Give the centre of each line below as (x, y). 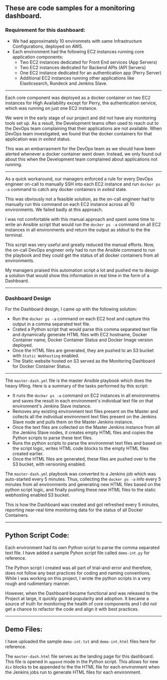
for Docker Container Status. (42, 366)
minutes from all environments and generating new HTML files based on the (83, 484)
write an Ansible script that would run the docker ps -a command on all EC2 (83, 224)
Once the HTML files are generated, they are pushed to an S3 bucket (83, 350)
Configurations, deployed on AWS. (48, 46)
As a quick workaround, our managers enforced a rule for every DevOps (79, 179)
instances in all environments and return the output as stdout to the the (78, 230)
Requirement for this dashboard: (45, 30)
